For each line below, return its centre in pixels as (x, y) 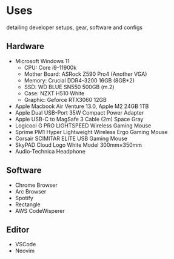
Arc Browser (31, 191)
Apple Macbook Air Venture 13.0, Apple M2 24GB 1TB (82, 106)
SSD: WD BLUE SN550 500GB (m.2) (69, 87)
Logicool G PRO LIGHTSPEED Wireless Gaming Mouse (83, 126)
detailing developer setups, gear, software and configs (75, 27)
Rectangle (28, 204)
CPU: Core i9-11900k (50, 67)
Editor (18, 230)
